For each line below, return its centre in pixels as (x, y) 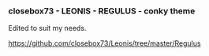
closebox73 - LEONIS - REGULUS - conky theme (102, 11)
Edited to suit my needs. (47, 28)
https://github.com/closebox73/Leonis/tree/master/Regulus (104, 43)
